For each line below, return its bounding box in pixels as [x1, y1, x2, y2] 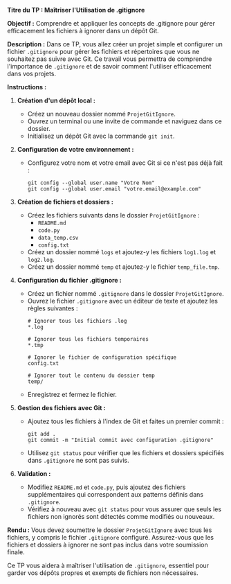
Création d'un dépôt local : [17, 96, 95, 105]
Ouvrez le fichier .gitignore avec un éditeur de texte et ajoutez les [27, 297, 218, 305]
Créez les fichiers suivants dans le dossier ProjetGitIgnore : [27, 211, 200, 219]
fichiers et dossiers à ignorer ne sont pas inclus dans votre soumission [7, 540, 209, 549]
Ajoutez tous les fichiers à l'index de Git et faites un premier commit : [27, 417, 224, 425]
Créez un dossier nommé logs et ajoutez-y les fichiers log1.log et [27, 248, 216, 256]
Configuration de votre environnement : [17, 145, 134, 153]
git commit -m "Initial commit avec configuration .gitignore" [27, 436, 214, 443]
